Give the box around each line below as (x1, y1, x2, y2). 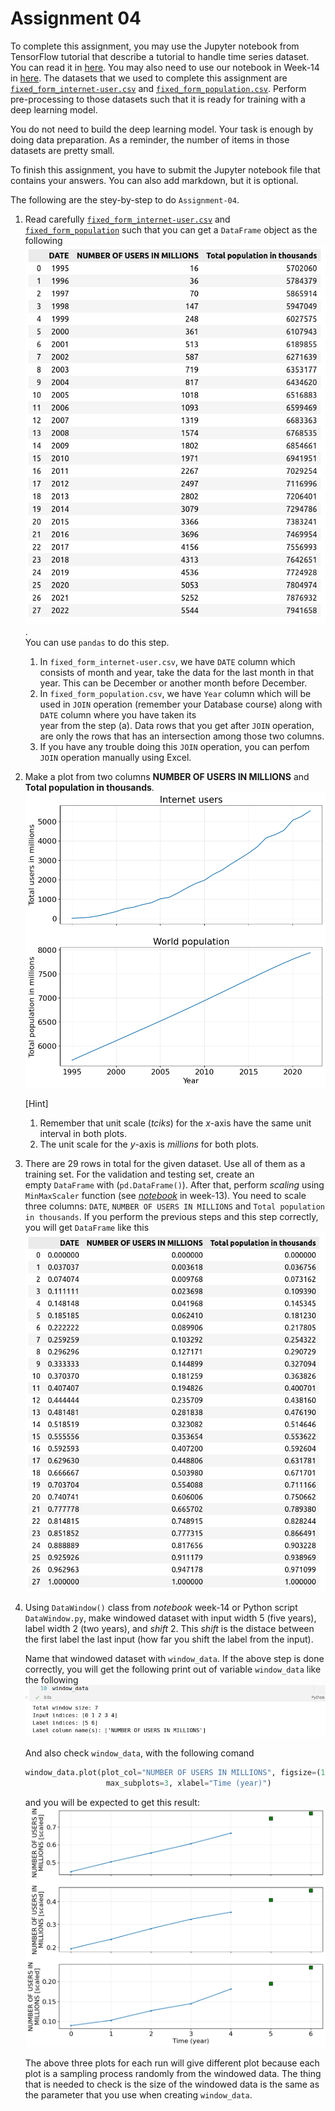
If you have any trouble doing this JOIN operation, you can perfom (39, 740, 310, 752)
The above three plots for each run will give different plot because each (24, 2057, 320, 2069)
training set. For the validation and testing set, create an (24, 1168, 255, 1181)
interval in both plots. (39, 1128, 127, 1140)
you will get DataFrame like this (24, 1222, 150, 1234)
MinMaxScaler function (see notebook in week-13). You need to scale (24, 1190, 307, 1202)
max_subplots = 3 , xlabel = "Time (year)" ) (105, 1778, 272, 1788)
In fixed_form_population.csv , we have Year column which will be (39, 687, 312, 699)
